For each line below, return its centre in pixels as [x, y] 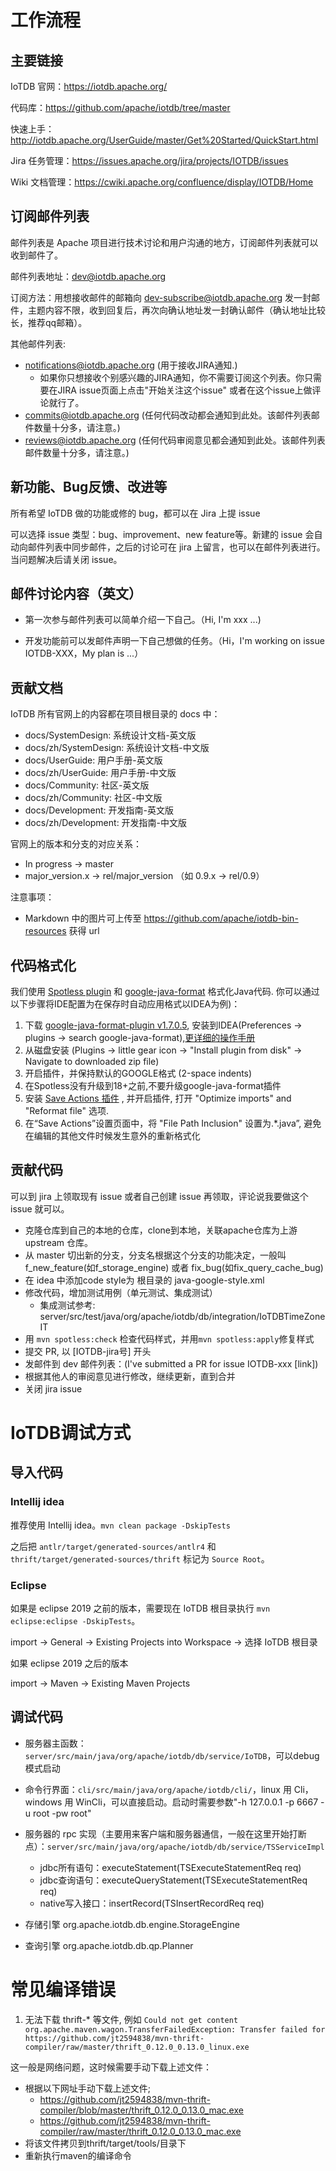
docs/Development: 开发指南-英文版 [99, 810]
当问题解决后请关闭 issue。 [66, 559]
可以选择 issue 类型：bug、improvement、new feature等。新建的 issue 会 [162, 534]
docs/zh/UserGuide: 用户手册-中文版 [100, 773]
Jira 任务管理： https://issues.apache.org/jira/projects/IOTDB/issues [149, 160]
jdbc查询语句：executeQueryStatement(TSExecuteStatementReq [173, 1880]
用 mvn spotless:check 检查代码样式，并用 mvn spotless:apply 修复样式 [169, 1338]
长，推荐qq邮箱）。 [49, 322]
